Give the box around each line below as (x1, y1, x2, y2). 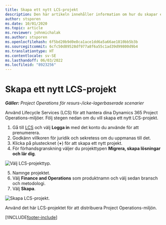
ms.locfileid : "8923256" (5, 62, 56, 67)
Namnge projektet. (12, 170, 50, 176)
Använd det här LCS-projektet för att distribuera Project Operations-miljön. (5, 205, 157, 211)
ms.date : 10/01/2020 (5, 21, 48, 26)
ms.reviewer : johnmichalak (5, 30, 61, 35)
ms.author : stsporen (5, 35, 48, 40)
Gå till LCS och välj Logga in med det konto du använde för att (12, 125, 139, 131)
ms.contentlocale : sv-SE (5, 53, 56, 58)
